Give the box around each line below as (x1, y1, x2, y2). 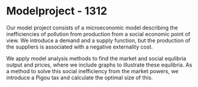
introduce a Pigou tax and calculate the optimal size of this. (6, 74, 153, 81)
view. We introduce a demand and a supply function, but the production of (6, 37, 191, 44)
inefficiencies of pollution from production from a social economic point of (6, 30, 191, 37)
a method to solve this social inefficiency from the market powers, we (6, 67, 179, 74)
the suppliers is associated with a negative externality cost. (6, 43, 153, 50)
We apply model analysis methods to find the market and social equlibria (6, 55, 187, 62)
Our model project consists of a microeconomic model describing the (6, 24, 179, 31)
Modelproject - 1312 (6, 4, 107, 18)
